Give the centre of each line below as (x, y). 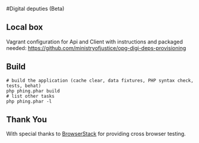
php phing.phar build (33, 91)
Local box (25, 27)
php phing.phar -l (29, 101)
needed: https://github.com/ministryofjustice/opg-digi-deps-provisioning (96, 48)
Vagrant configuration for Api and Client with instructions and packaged (95, 42)
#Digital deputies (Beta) (35, 9)
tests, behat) (24, 86)
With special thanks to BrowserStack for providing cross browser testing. (96, 134)
